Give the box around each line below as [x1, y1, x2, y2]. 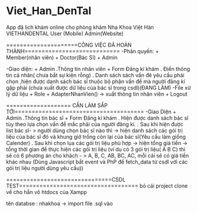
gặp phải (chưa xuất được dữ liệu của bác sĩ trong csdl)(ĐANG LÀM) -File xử [6, 84, 191, 91]
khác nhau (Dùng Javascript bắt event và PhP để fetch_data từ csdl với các [6, 158, 188, 165]
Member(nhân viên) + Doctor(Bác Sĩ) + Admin [6, 54, 118, 61]
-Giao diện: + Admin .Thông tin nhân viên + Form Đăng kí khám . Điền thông [6, 65, 190, 72]
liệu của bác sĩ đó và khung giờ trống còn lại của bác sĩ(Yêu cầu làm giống [6, 133, 186, 140]
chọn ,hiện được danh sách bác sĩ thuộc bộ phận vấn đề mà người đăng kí [6, 78, 185, 85]
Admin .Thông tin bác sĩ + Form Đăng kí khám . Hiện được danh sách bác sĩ [6, 114, 189, 122]
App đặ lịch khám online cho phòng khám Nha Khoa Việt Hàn [6, 24, 154, 31]
